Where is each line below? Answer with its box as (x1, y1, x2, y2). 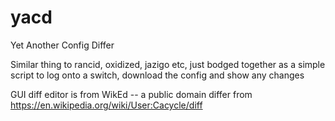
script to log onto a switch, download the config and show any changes (10, 69, 305, 81)
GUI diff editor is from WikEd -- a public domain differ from (10, 88, 253, 100)
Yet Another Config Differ (10, 39, 115, 51)
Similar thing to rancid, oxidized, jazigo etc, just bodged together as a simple (10, 58, 326, 70)
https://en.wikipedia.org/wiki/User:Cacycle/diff (10, 99, 203, 111)
